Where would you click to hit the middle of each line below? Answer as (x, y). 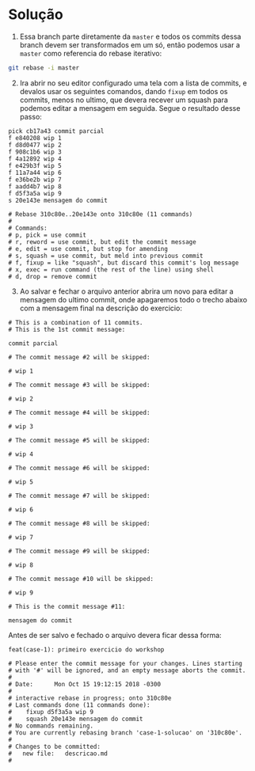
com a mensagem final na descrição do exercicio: (101, 308)
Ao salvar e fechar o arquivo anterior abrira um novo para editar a (126, 291)
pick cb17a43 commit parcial (56, 131)
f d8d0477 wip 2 (35, 145)
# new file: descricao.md (58, 754)
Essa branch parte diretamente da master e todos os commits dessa (130, 36)
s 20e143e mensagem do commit (58, 200)
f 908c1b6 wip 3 (35, 152)
